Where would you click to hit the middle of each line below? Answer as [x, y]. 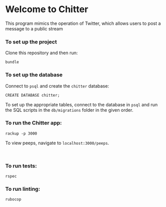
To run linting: [23, 189]
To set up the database [34, 75]
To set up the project [31, 42]
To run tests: [21, 165]
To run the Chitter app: [34, 123]
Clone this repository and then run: [41, 53]
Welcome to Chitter [47, 9]
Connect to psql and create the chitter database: [57, 86]
